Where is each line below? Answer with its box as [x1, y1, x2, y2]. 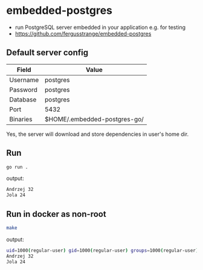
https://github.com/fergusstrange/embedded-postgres [14, 30, 152, 37]
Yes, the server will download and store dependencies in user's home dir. [6, 130, 189, 138]
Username [9, 76, 39, 84]
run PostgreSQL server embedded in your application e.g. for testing [14, 24, 186, 31]
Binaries [9, 115, 33, 123]
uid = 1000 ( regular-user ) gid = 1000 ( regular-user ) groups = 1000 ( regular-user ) [6, 247, 199, 254]
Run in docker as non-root [6, 209, 107, 219]
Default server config [6, 48, 89, 58]
